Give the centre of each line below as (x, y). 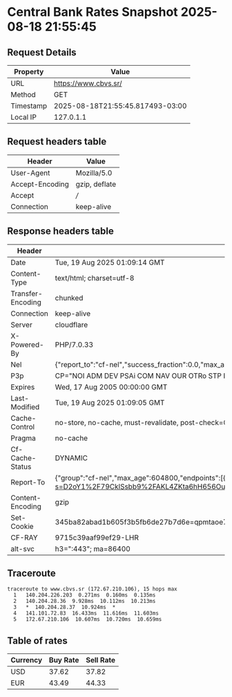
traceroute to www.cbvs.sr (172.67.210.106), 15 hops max (92, 589)
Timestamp (29, 106)
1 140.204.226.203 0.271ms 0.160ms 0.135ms (85, 595)
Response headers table (60, 232)
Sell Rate (101, 660)
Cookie (22, 526)
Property (29, 72)
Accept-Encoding (40, 184)
